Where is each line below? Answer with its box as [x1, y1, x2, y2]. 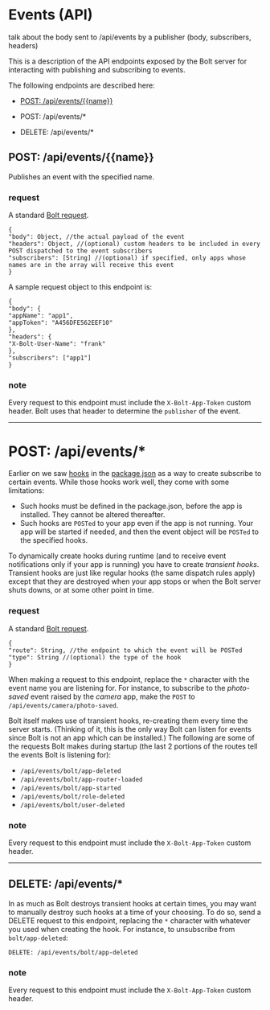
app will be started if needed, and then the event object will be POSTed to [19, 527, 260, 536]
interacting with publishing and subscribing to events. [8, 64, 186, 74]
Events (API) [8, 6, 93, 24]
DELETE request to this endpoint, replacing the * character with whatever [8, 915, 251, 926]
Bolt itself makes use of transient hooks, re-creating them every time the [8, 716, 248, 725]
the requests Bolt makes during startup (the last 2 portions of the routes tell [8, 741, 258, 751]
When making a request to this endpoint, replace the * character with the [8, 674, 250, 684]
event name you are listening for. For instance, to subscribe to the [8, 683, 226, 692]
